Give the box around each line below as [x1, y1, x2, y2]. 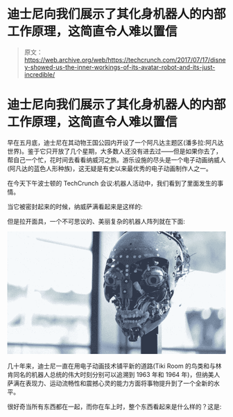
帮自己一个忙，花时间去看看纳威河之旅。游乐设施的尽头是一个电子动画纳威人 [7, 155, 226, 163]
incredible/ [24, 70, 55, 78]
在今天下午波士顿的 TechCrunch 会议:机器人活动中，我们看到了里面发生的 [7, 179, 218, 187]
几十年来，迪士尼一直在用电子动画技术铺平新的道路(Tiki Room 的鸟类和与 [7, 362, 216, 370]
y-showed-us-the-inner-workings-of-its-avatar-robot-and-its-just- [24, 63, 216, 71]
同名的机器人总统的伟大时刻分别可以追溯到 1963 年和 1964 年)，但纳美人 [12, 371, 221, 378]
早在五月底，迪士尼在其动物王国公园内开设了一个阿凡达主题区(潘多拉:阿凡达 [7, 138, 224, 146]
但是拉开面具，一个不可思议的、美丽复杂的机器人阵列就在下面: [7, 217, 186, 225]
